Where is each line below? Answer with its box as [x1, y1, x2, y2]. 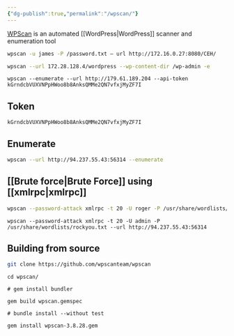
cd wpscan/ [7, 273, 39, 281]
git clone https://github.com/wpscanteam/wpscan [7, 261, 151, 268]
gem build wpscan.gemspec [7, 298, 82, 305]
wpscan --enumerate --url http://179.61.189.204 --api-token [7, 75, 189, 82]
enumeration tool [7, 36, 56, 45]
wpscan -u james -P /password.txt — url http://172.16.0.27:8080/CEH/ [7, 50, 217, 57]
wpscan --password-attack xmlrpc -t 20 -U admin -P [7, 217, 160, 224]
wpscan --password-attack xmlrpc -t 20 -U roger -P [7, 205, 160, 212]
